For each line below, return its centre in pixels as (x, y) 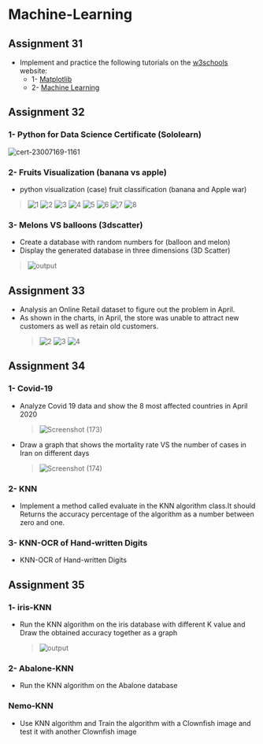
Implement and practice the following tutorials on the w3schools (124, 62)
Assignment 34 (47, 366)
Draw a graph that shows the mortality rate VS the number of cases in (133, 444)
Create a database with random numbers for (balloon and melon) (125, 242)
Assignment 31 (46, 44)
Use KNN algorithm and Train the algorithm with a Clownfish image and (135, 723)
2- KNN (23, 488)
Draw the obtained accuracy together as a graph (98, 633)
